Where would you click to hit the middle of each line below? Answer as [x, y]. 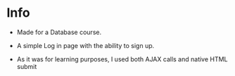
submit [27, 66]
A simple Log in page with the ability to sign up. [85, 45]
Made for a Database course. [59, 32]
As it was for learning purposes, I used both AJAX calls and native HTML [122, 59]
